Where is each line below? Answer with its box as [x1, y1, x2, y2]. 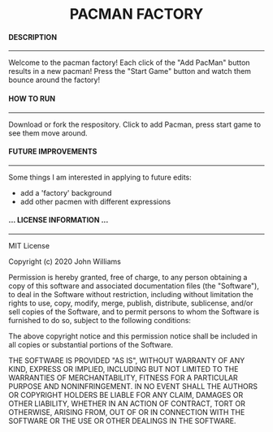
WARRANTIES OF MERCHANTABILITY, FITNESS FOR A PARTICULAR [8, 373, 238, 382]
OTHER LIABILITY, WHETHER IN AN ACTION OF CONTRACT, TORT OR [8, 399, 245, 408]
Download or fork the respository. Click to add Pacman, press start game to [8, 119, 262, 129]
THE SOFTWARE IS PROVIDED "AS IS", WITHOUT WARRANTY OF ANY [8, 356, 245, 365]
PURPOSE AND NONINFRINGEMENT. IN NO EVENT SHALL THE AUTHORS [8, 382, 258, 391]
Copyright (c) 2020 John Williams [8, 257, 122, 266]
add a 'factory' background [19, 188, 112, 197]
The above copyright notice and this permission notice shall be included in [8, 331, 258, 341]
